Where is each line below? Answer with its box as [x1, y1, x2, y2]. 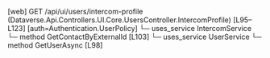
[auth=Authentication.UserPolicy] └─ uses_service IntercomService [27, 24, 252, 33]
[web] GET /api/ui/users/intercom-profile [7, 7, 143, 16]
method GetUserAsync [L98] [7, 41, 103, 50]
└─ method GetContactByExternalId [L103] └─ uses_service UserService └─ [7, 32, 262, 41]
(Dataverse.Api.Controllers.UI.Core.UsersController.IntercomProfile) [7, 15, 231, 25]
